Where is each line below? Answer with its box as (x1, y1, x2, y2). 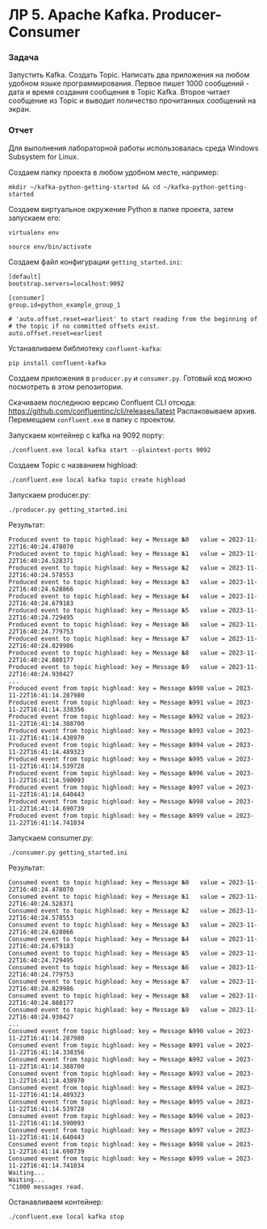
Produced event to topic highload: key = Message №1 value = (8, 549, 226, 557)
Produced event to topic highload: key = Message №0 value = (8, 536, 226, 544)
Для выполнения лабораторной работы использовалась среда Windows (8, 143, 259, 153)
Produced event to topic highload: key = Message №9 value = (8, 663, 226, 671)
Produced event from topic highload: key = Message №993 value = (8, 727, 232, 735)
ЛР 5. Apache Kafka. (8, 6, 149, 24)
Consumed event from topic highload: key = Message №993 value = (8, 1070, 232, 1078)
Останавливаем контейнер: (8, 1197, 103, 1206)
